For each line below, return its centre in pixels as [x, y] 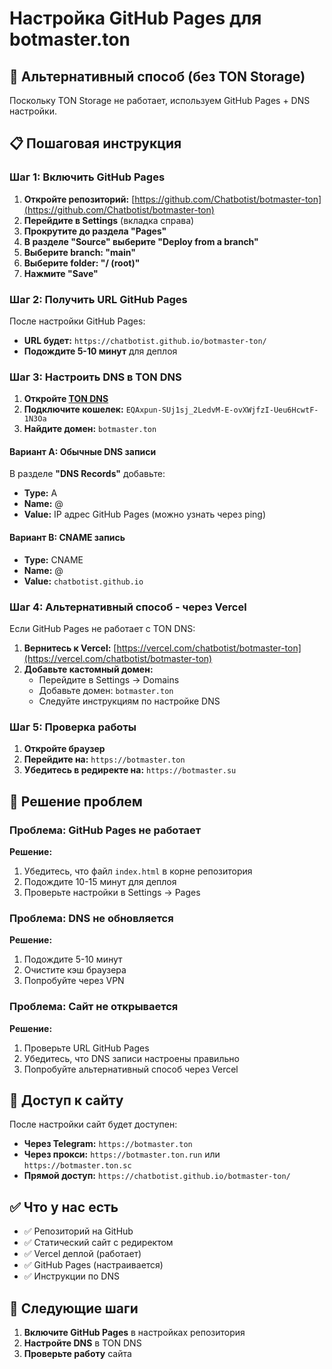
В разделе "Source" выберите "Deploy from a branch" [141, 241]
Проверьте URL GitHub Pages [86, 1048]
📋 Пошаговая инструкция [95, 143]
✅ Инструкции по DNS [71, 1276]
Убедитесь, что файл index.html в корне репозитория [138, 871]
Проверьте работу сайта [77, 1353]
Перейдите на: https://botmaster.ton [104, 759]
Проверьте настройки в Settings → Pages [112, 892]
